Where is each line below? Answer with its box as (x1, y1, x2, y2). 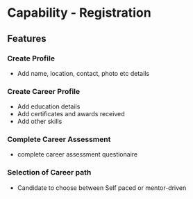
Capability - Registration (7, 5, 151, 21)
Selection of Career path (7, 168, 92, 177)
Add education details (17, 102, 81, 111)
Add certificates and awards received (17, 110, 125, 118)
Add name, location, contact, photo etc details (17, 69, 150, 77)
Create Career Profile (7, 86, 81, 96)
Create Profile (7, 54, 56, 63)
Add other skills (17, 117, 62, 126)
